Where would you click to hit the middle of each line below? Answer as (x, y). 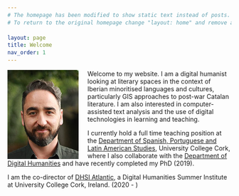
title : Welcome (30, 45)
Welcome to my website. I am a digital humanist (157, 74)
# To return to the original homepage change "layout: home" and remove (117, 22)
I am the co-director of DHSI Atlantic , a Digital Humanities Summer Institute (117, 177)
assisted (100, 112)
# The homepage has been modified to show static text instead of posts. (119, 15)
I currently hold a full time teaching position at (155, 133)
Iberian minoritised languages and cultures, (151, 89)
